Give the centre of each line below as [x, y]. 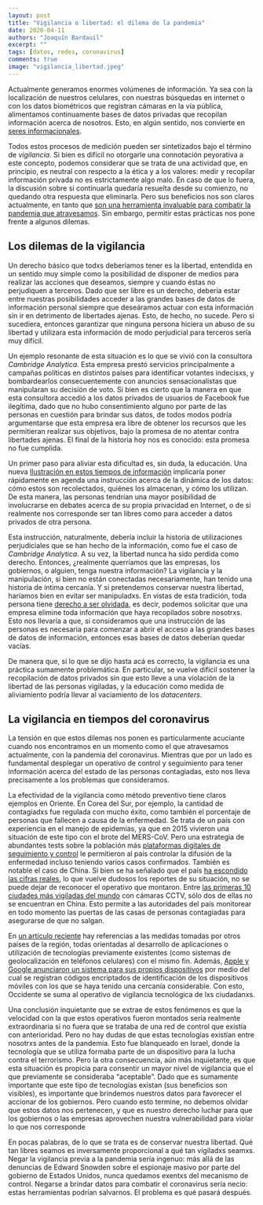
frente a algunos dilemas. [49, 221]
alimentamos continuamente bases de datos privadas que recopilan [118, 114]
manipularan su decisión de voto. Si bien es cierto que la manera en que [125, 389]
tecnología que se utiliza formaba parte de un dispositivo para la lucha [122, 1051]
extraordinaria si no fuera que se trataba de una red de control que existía [128, 1027]
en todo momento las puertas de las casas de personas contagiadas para [127, 912]
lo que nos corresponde [47, 1127]
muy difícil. [26, 340]
